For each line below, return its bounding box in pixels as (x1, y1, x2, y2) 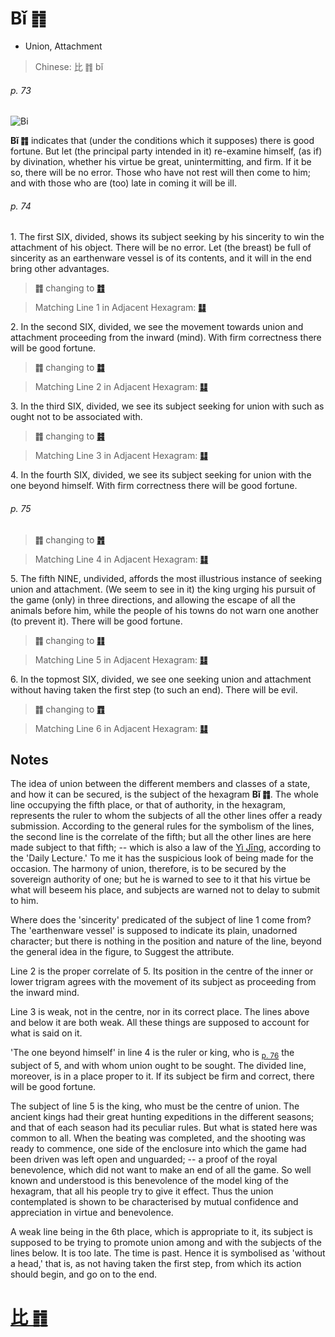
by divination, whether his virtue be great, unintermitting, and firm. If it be (10, 156, 312, 168)
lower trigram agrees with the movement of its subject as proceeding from (10, 976, 317, 988)
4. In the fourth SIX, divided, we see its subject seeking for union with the (10, 469, 312, 481)
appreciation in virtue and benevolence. (10, 1207, 174, 1219)
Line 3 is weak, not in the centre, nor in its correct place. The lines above (10, 1006, 310, 1018)
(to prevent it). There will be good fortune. (10, 615, 183, 627)
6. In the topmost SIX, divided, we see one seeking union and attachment (10, 673, 312, 685)
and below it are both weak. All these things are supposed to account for (10, 1017, 310, 1029)
